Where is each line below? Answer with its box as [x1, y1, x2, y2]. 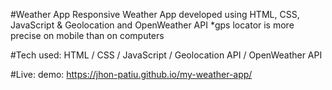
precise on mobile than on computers [10, 30, 165, 41]
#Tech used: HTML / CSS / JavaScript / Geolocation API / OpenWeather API [10, 49, 323, 61]
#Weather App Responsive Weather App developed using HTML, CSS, [10, 9, 300, 20]
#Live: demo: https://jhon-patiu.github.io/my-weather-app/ [10, 69, 253, 80]
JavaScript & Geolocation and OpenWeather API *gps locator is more [10, 19, 295, 31]
